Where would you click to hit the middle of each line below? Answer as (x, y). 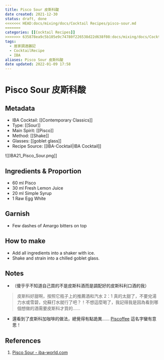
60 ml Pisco (24, 183)
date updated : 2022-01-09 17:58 (38, 64)
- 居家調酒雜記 (23, 46)
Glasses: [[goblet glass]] (37, 141)
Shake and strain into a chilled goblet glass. (56, 258)
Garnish (18, 214)
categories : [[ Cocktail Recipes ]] (40, 32)
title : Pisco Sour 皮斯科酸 (32, 10)
